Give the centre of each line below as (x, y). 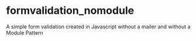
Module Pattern (25, 32)
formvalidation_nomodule (70, 11)
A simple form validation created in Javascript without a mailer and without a (98, 27)
